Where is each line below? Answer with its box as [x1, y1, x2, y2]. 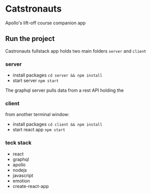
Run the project [5, 34, 55, 43]
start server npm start [12, 77, 59, 84]
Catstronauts [5, 3, 62, 15]
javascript [12, 172, 33, 178]
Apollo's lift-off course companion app [5, 20, 86, 26]
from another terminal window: [5, 111, 70, 118]
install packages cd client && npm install [12, 121, 103, 127]
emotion [12, 178, 30, 184]
